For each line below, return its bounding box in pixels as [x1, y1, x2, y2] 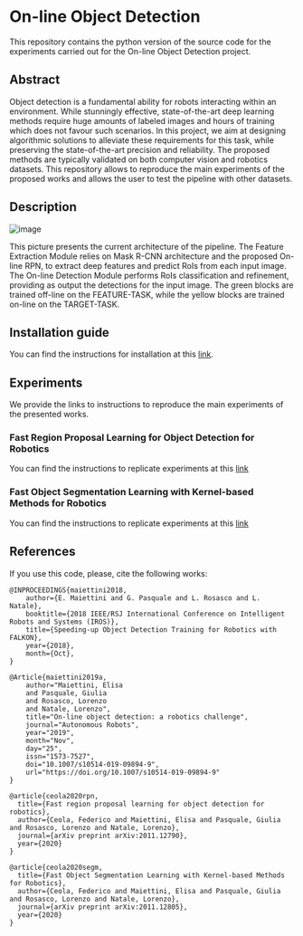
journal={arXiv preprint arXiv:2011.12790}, [17, 831, 188, 840]
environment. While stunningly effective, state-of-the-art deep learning [9, 106, 274, 117]
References [9, 544, 76, 559]
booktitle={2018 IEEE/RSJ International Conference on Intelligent [25, 609, 285, 618]
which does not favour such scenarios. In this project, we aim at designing [9, 125, 287, 136]
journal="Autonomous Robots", [25, 720, 140, 730]
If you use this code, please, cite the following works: [9, 568, 208, 578]
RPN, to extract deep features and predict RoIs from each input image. [24, 260, 287, 271]
